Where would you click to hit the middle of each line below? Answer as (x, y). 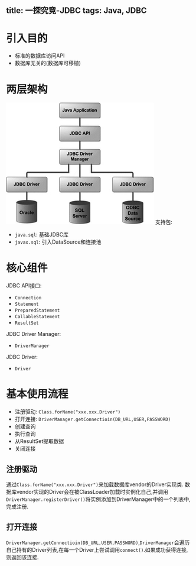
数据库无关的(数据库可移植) (48, 63)
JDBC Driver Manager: (33, 334)
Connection (28, 298)
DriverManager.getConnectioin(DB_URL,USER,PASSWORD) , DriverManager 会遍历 (98, 542)
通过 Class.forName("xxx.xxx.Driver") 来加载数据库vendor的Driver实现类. (95, 484)
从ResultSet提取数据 (39, 441)
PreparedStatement (37, 311)
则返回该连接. (23, 557)
